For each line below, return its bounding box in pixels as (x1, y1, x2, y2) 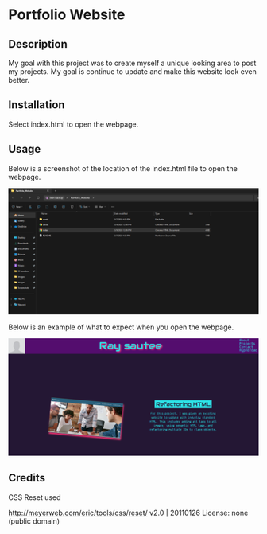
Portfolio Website (8, 6, 126, 24)
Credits (8, 471, 46, 485)
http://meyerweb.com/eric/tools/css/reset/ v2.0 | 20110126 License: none (8, 508, 249, 517)
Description (8, 37, 68, 51)
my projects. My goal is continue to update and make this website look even (8, 67, 257, 76)
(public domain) (8, 516, 60, 526)
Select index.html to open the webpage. (8, 119, 139, 129)
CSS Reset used (8, 492, 61, 502)
